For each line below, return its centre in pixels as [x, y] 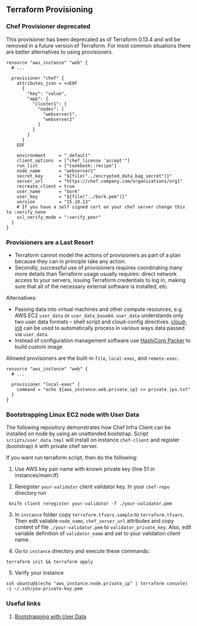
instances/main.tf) [36, 475]
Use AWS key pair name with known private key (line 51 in [84, 469]
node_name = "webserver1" [56, 171]
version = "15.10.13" [54, 202]
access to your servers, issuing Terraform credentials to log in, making [100, 280]
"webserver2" [59, 119]
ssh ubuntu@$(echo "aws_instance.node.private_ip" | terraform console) [97, 584]
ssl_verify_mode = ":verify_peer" [59, 217]
